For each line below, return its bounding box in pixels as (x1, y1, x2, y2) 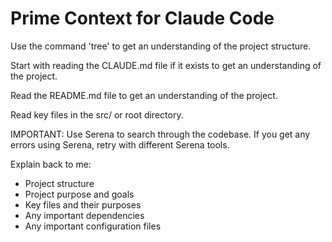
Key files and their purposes (24, 198, 142, 211)
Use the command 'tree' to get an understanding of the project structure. (10, 40, 312, 52)
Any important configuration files (24, 220, 162, 232)
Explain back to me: (10, 158, 92, 170)
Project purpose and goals (24, 188, 135, 200)
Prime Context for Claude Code (10, 7, 275, 30)
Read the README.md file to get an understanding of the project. (10, 89, 278, 101)
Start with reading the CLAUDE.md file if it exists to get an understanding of (10, 59, 322, 71)
